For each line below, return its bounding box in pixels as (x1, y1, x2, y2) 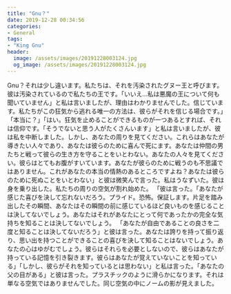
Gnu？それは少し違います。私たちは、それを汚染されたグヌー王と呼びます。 (7, 81, 223, 90)
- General (7, 29, 36, 36)
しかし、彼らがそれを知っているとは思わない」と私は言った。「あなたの (21, 262, 225, 270)
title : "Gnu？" (7, 10, 50, 17)
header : (7, 49, 30, 56)
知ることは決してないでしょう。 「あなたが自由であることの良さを (25, 218, 214, 227)
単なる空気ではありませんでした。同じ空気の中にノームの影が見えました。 (7, 279, 219, 287)
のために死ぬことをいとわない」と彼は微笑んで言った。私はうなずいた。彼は (7, 176, 225, 184)
